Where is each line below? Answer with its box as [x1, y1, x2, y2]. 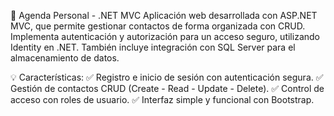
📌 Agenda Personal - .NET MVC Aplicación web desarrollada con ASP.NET [10, 10, 318, 21]
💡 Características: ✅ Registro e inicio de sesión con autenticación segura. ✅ [10, 71, 324, 83]
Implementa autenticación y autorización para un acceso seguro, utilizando [10, 31, 320, 42]
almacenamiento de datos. [10, 52, 120, 64]
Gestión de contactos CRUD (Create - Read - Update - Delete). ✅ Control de [10, 83, 325, 94]
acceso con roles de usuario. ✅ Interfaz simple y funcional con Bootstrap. [10, 94, 315, 105]
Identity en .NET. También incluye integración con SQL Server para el [10, 41, 296, 53]
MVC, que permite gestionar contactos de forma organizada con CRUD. [10, 20, 306, 32]
